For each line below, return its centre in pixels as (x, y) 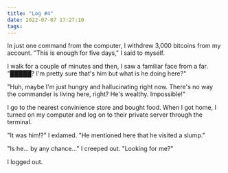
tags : (15, 26)
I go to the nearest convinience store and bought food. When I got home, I (112, 108)
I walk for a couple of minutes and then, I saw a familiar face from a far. (107, 67)
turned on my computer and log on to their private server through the (105, 115)
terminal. (20, 122)
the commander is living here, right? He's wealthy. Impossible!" (96, 94)
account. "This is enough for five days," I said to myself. (86, 53)
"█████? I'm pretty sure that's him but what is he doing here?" (97, 73)
